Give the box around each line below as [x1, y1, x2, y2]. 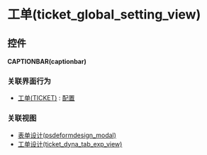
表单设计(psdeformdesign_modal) [17, 131, 117, 139]
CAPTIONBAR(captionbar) [7, 58, 86, 66]
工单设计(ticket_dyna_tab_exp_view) [17, 139, 123, 148]
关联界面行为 [7, 76, 52, 86]
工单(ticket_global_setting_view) [7, 6, 201, 23]
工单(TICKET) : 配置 [17, 94, 75, 102]
